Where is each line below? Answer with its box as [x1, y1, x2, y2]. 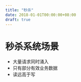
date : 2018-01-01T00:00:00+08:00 [5, 12, 76, 17]
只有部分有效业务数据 [12, 65, 58, 71]
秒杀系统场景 [5, 40, 60, 52]
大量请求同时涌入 [12, 58, 49, 65]
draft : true [5, 17, 31, 22]
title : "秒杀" [5, 7, 34, 13]
